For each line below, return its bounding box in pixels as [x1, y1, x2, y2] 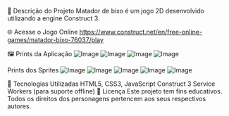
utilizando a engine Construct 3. [7, 14, 100, 22]
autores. [7, 102, 32, 110]
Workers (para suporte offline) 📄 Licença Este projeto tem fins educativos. [7, 87, 223, 95]
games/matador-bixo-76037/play [7, 36, 104, 44]
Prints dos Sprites [7, 66, 59, 74]
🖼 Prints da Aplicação [7, 50, 73, 58]
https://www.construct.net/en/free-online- [79, 28, 203, 36]
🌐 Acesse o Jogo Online [7, 28, 78, 36]
